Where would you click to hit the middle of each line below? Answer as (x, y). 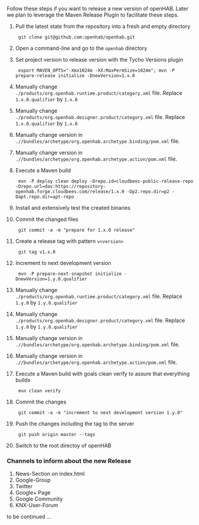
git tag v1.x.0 (37, 252)
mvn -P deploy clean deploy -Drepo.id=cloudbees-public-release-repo (106, 181)
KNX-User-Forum (37, 505)
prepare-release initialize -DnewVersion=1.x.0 (75, 76)
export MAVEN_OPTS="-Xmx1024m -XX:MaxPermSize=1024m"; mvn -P (97, 71)
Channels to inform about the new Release (69, 460)
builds (23, 380)
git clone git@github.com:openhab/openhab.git (76, 37)
